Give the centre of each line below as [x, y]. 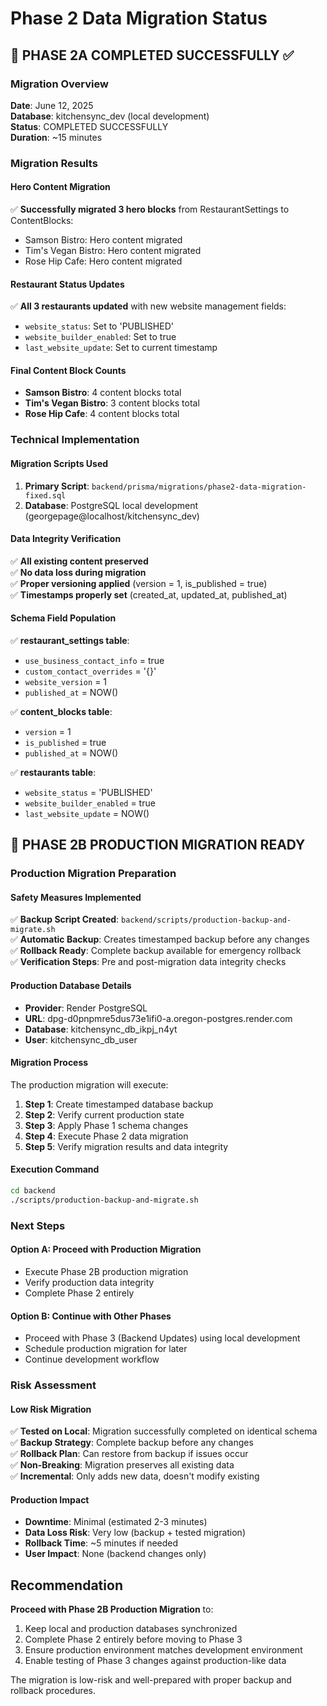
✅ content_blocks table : [61, 711]
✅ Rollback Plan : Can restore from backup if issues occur [129, 1454]
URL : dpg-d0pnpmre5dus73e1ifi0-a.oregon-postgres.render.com [158, 1018]
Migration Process [49, 1063]
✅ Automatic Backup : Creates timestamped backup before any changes [160, 939]
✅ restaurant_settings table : [70, 640]
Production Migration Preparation [93, 874]
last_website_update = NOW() [87, 813]
